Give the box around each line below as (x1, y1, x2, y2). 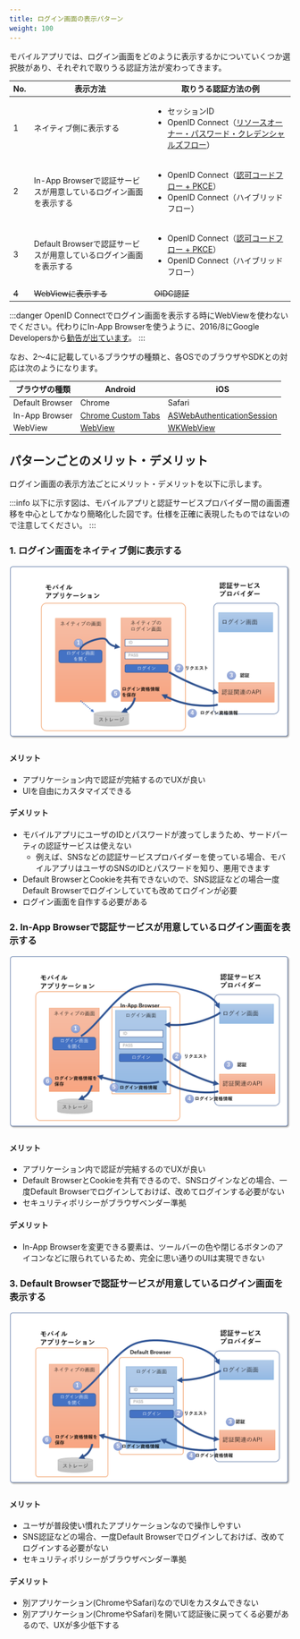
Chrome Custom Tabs (79, 410, 161, 421)
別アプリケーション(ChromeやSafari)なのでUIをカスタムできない (21, 1598, 259, 1609)
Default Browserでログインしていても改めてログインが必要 (21, 884, 238, 895)
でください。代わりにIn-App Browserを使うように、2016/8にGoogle (9, 320, 260, 331)
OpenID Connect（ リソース (167, 117, 268, 128)
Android (104, 383, 136, 394)
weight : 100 (9, 23, 54, 33)
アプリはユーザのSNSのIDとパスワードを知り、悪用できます (51, 862, 271, 873)
